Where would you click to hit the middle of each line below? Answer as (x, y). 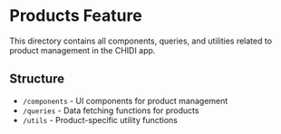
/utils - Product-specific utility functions (100, 120)
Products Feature (76, 16)
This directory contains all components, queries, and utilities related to (141, 41)
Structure (37, 79)
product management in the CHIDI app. (82, 50)
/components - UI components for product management (125, 100)
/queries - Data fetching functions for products (111, 110)
